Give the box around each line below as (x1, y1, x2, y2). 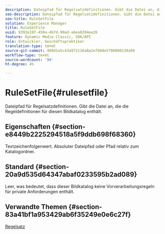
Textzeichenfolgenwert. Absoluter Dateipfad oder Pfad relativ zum (5, 143, 139, 149)
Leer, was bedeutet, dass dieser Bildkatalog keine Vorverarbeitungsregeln (5, 183, 155, 189)
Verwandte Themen (5, 203, 67, 211)
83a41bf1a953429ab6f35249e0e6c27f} (5, 211, 131, 219)
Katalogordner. (5, 148, 35, 154)
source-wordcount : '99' (5, 57, 54, 62)
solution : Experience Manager (5, 21, 67, 26)
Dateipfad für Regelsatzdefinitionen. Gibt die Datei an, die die (5, 103, 129, 109)
